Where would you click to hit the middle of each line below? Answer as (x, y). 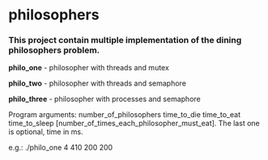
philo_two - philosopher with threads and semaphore (97, 83)
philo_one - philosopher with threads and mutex (89, 68)
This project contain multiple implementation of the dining (125, 40)
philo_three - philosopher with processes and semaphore (104, 99)
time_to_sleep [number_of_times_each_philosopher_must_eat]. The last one (134, 124)
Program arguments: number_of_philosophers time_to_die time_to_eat (125, 115)
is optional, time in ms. (46, 132)
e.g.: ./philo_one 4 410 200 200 (61, 148)
